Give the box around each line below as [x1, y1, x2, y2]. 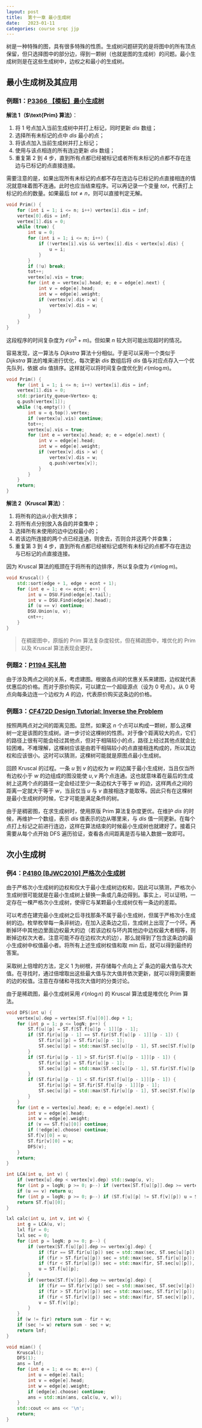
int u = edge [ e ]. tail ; [28, 1372, 85, 1378]
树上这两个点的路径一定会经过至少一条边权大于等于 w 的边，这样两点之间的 [6, 780, 193, 787]
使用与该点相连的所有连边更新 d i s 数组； [14, 147, 115, 154]
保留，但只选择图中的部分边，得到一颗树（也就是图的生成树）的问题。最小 [6, 51, 191, 58]
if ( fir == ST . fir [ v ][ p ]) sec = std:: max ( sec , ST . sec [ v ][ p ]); [38, 1282, 198, 1289]
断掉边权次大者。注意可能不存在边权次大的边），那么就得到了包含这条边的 [6, 934, 188, 942]
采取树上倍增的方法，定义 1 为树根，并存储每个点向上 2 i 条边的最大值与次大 [6, 961, 192, 969]
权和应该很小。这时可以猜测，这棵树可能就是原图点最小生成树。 [6, 752, 164, 759]
